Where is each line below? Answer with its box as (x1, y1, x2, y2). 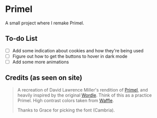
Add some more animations (12, 59, 69, 65)
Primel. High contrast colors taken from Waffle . (17, 97, 114, 103)
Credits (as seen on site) (5, 74, 82, 82)
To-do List (5, 34, 38, 43)
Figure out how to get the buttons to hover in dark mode (12, 53, 128, 59)
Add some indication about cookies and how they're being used (12, 47, 144, 53)
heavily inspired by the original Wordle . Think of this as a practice (17, 92, 152, 98)
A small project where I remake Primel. (5, 20, 85, 26)
